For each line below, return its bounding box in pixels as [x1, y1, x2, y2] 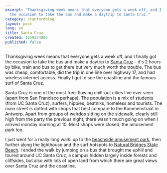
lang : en [5, 26, 23, 31]
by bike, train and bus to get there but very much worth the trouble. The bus [5, 64, 161, 70]
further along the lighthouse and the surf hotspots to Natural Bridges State [5, 142, 158, 148]
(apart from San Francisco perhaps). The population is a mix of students [5, 95, 154, 101]
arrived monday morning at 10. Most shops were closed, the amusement [5, 121, 154, 127]
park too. [5, 127, 24, 133]
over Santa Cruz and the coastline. [5, 163, 76, 169]
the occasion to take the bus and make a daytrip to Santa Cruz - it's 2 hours [5, 58, 161, 65]
